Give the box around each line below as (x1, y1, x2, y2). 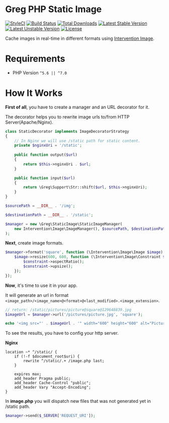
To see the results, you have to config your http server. (5, 330, 119, 336)
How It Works (5, 87, 63, 99)
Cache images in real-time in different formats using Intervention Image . (5, 35, 154, 41)
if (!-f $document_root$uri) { (14, 354, 80, 359)
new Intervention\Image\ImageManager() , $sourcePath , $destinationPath (14, 226, 167, 231)
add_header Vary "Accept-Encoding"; (14, 385, 92, 390)
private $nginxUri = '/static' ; (14, 143, 82, 148)
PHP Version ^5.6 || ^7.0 (12, 70, 67, 76)
